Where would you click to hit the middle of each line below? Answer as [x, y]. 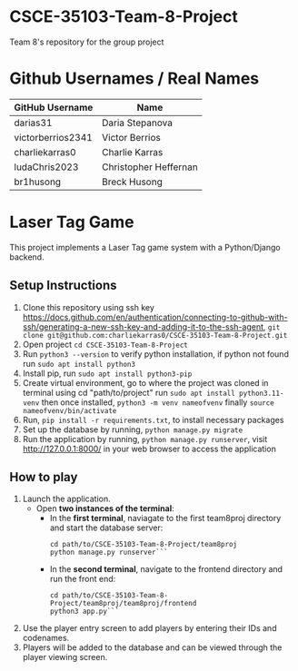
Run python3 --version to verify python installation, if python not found [155, 354]
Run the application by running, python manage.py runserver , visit [145, 439]
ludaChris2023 [46, 167]
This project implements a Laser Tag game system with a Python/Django [145, 247]
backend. [27, 257]
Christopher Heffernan [149, 167]
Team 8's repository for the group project [87, 42]
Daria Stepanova [137, 123]
